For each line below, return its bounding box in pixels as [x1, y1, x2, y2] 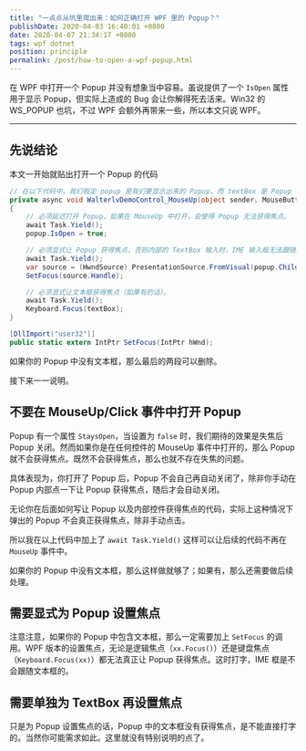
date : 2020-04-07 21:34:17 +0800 [9, 30, 137, 39]
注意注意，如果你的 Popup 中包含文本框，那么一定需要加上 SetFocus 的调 [9, 631, 283, 642]
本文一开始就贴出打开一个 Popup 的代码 [9, 168, 158, 179]
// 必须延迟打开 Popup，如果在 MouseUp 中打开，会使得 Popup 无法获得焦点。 [25, 212, 291, 222]
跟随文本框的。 [16, 665, 74, 676]
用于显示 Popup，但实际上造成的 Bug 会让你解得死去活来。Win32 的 [9, 93, 266, 104]
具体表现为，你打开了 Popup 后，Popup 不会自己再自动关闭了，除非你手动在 [9, 472, 297, 484]
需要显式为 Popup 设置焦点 [9, 606, 161, 621]
